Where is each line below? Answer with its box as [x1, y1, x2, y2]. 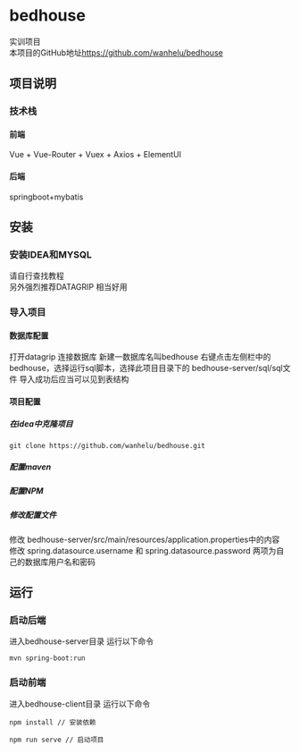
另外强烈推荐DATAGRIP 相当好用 [9, 282, 128, 292]
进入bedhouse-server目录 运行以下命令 [9, 636, 154, 647]
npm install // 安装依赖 [9, 717, 96, 727]
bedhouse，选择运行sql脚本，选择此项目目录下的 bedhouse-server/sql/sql [9, 363, 283, 374]
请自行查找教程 [9, 270, 64, 282]
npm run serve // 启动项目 [9, 735, 104, 744]
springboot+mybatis [9, 191, 84, 202]
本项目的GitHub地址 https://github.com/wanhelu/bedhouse [9, 47, 223, 58]
